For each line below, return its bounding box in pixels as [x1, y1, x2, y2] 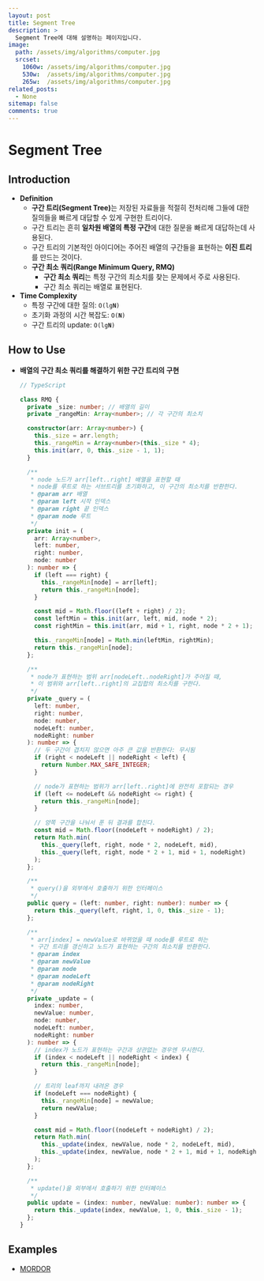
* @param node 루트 [30, 512, 91, 520]
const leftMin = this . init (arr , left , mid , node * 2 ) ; [34, 614, 218, 623]
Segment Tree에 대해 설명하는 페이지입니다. [15, 33, 143, 42]
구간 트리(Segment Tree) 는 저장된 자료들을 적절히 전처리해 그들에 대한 [31, 203, 250, 212]
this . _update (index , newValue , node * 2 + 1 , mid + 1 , [40, 1148, 225, 1156]
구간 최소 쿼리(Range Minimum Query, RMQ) [31, 263, 175, 271]
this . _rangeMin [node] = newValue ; [40, 1097, 154, 1105]
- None [15, 93, 37, 100]
